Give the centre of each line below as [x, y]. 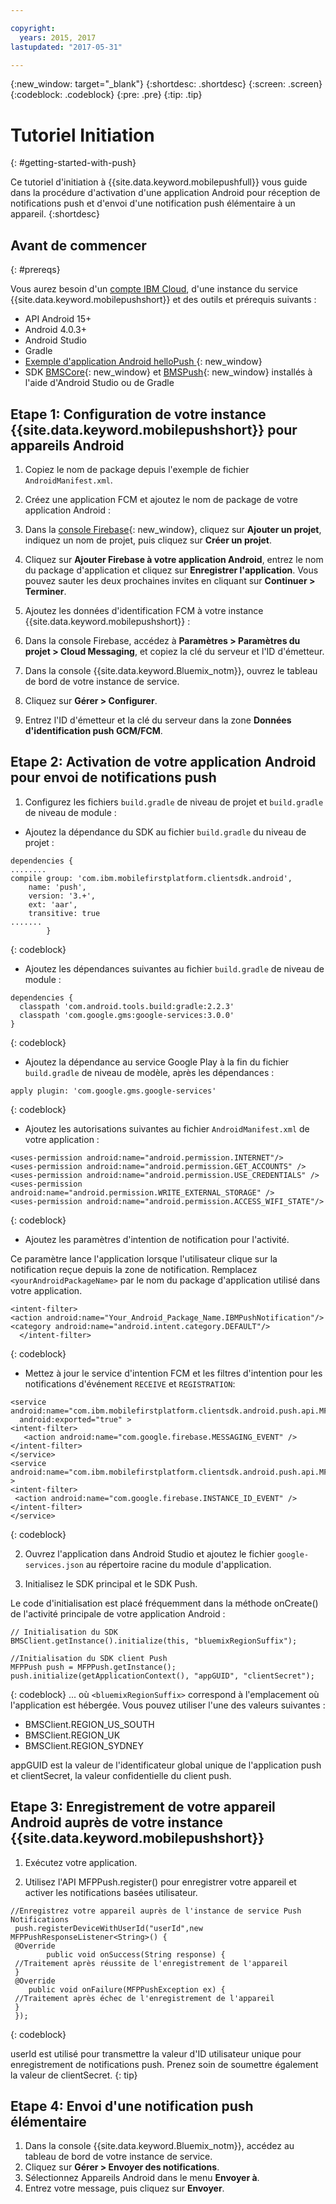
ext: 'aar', [53, 904]
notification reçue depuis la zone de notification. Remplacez [134, 1269]
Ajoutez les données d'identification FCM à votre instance [144, 610]
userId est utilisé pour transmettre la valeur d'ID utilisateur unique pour [156, 2053]
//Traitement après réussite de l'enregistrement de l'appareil [151, 1963]
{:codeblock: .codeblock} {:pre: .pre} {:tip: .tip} [106, 95]
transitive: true [64, 913]
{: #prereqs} [35, 270]
